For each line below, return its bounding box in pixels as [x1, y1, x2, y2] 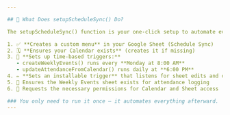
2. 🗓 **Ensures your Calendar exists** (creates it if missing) [7, 47, 196, 54]
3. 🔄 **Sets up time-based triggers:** [7, 53, 121, 60]
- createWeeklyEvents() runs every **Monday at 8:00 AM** [16, 60, 186, 67]
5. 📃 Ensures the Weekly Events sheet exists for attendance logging [7, 79, 210, 86]
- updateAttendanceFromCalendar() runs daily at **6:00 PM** [16, 66, 194, 73]
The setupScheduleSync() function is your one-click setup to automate [7, 28, 216, 35]
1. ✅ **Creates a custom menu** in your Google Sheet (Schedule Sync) [7, 40, 214, 48]
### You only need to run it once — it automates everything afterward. [7, 97, 219, 105]
